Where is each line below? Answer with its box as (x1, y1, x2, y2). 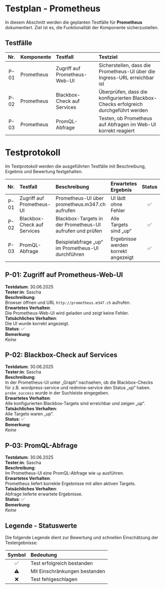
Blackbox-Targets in (55, 215, 103, 222)
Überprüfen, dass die (98, 88, 148, 95)
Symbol (7, 551, 26, 558)
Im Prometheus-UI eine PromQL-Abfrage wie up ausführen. (5, 470, 124, 476)
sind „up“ (110, 227, 132, 234)
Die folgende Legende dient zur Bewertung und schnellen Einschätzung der (5, 534, 159, 540)
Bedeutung (30, 551, 57, 558)
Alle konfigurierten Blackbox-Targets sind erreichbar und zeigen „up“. (5, 401, 146, 406)
